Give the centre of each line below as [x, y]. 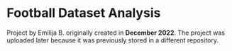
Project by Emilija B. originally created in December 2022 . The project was [116, 33]
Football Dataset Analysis [84, 13]
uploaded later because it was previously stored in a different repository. [113, 40]
